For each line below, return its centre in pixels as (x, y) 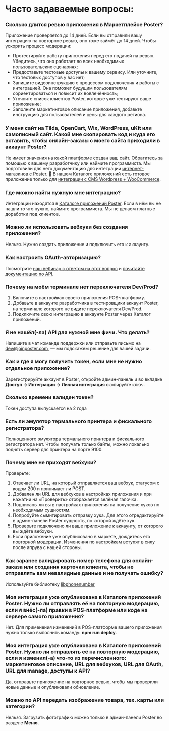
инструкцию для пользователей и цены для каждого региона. (79, 115)
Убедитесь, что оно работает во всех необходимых (68, 62)
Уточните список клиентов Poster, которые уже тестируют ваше (82, 99)
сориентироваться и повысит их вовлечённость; (65, 93)
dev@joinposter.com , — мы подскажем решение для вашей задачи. (78, 349)
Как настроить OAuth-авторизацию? (53, 258)
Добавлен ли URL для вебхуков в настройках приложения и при (82, 494)
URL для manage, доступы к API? (48, 671)
